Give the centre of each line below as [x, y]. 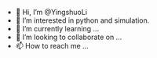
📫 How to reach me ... [52, 46]
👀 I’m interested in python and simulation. [82, 20]
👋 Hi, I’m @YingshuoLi [51, 12]
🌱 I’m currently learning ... [57, 29]
